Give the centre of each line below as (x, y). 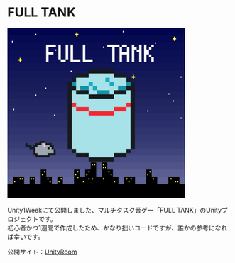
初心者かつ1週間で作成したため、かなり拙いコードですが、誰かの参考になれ (117, 228)
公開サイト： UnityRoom (42, 252)
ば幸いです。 (26, 236)
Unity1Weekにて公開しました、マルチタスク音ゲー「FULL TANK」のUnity (115, 210)
